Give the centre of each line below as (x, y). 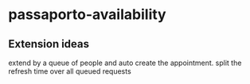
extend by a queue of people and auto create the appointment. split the (125, 63)
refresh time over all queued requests (70, 71)
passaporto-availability (87, 15)
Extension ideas (49, 44)
